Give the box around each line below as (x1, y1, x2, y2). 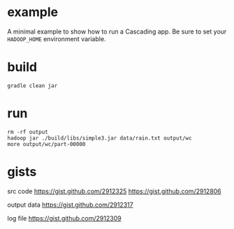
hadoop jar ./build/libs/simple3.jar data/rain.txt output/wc (7, 134, 192, 142)
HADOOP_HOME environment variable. (7, 34, 106, 43)
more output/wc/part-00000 (7, 140, 86, 147)
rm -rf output (7, 128, 49, 135)
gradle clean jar (7, 82, 58, 89)
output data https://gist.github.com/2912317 (7, 200, 134, 209)
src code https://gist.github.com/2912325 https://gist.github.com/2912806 (7, 186, 221, 195)
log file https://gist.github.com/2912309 (7, 214, 122, 222)
